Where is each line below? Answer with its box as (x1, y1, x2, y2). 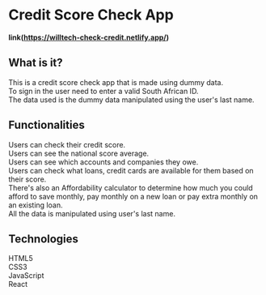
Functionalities (8, 118, 85, 132)
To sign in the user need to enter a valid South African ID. (8, 86, 199, 96)
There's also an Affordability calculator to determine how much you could (8, 182, 253, 192)
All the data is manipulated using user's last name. (8, 208, 176, 218)
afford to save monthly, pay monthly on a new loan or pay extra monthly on (8, 191, 259, 201)
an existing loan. (8, 200, 63, 210)
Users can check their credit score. (8, 139, 126, 149)
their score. (8, 174, 47, 184)
